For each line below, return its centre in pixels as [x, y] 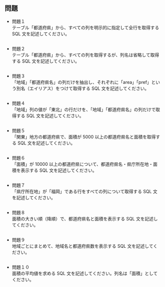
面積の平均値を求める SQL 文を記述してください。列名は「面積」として [85, 273]
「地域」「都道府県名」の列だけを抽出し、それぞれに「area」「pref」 [82, 82]
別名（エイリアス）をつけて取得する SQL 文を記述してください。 [83, 88]
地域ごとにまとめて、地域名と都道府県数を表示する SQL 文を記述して [82, 246]
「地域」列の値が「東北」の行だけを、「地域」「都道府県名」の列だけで [84, 109]
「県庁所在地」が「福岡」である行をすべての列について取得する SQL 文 [84, 191]
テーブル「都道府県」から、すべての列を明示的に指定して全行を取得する [85, 27]
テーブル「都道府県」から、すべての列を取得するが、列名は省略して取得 [85, 55]
